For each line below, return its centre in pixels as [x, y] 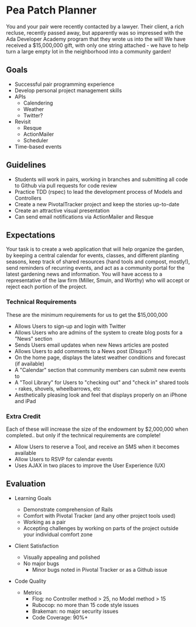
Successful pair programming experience [65, 84]
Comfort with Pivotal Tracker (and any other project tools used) [99, 515]
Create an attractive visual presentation [62, 210]
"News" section [33, 338]
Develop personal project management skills [68, 90]
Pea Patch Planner [51, 10]
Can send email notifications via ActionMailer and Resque [84, 217]
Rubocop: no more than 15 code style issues [85, 605]
